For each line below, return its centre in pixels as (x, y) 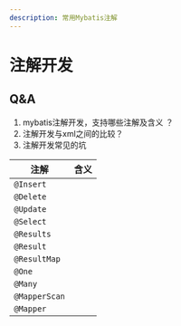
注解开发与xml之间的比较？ (73, 133)
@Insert (30, 184)
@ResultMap (37, 259)
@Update (30, 209)
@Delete (30, 197)
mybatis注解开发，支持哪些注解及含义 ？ (98, 122)
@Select (30, 221)
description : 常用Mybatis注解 (63, 18)
